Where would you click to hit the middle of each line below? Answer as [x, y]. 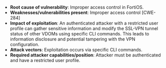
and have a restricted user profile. [45, 60]
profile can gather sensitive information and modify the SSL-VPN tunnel [84, 28]
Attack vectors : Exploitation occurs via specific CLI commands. [76, 50]
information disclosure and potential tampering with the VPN [73, 39]
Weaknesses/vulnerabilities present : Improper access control [75, 12]
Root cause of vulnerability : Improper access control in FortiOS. [77, 7]
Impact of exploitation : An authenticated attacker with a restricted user [84, 23]
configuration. [24, 44]
